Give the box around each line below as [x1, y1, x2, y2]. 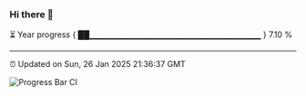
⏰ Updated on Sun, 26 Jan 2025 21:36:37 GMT [9, 59, 187, 70]
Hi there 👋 [9, 8, 55, 21]
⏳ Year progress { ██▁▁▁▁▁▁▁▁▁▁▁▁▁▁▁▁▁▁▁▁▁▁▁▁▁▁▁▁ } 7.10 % [9, 29, 293, 40]
